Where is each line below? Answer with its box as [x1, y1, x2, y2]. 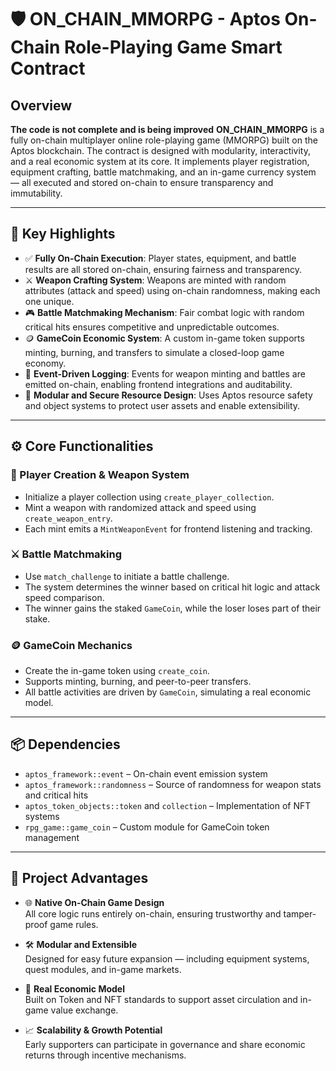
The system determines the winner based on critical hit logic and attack [24, 581, 321, 593]
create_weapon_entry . [24, 512, 113, 524]
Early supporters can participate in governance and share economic [24, 1038, 306, 1050]
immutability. [10, 187, 63, 199]
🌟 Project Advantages [10, 870, 149, 887]
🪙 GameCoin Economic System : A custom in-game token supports [24, 332, 305, 344]
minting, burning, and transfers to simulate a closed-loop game [24, 346, 285, 358]
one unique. [24, 295, 75, 307]
